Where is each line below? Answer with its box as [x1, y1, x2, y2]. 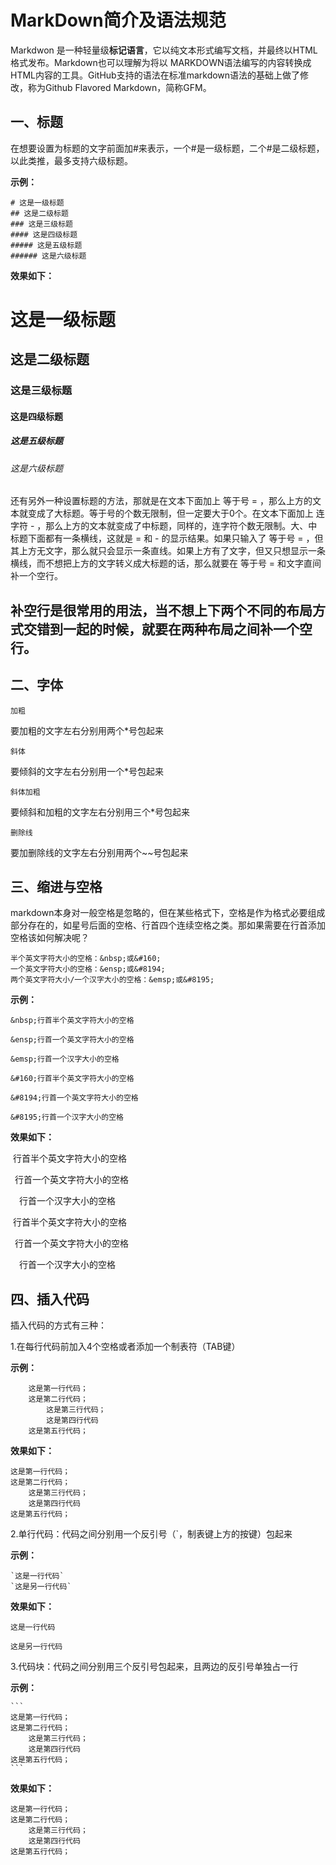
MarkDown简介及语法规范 [10, 9, 227, 32]
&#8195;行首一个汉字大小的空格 [10, 1112, 124, 1123]
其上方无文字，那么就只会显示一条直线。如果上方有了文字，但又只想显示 [10, 545, 308, 557]
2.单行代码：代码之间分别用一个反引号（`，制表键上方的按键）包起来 [10, 1528, 293, 1540]
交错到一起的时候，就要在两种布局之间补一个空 [23, 621, 313, 638]
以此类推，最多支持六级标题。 [10, 154, 133, 166]
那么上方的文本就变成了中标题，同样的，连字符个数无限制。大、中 [45, 520, 318, 532]
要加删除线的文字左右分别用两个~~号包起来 [10, 846, 189, 858]
